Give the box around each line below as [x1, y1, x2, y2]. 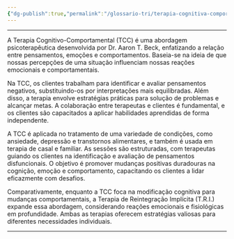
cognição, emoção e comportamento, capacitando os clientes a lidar [7, 167, 205, 175]
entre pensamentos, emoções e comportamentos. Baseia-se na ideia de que [7, 50, 227, 59]
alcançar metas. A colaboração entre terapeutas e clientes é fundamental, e [7, 101, 225, 109]
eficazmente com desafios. [7, 174, 86, 182]
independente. [7, 116, 49, 124]
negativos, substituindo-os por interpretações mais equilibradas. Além [7, 86, 209, 95]
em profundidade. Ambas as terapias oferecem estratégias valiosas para [7, 210, 216, 218]
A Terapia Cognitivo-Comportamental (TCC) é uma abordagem [7, 36, 188, 44]
